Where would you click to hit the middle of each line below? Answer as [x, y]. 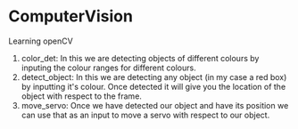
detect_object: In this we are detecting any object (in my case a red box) [154, 77]
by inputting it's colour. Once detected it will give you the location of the [153, 86]
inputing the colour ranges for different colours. [109, 68]
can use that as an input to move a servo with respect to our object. [145, 115]
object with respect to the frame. [81, 96]
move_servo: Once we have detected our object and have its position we [155, 105]
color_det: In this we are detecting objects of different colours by [140, 58]
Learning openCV [41, 41]
